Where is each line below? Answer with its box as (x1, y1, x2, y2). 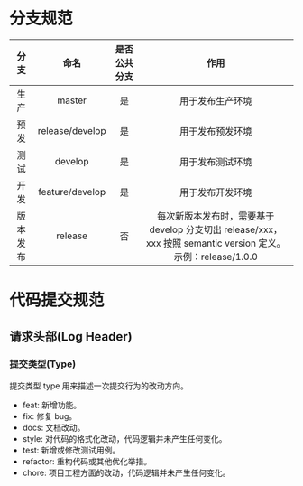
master (57, 94, 87, 107)
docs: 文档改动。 (22, 422, 86, 433)
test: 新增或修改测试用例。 (22, 444, 121, 455)
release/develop (37, 124, 106, 136)
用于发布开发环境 (179, 186, 252, 199)
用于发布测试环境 (179, 155, 252, 168)
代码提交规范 (9, 290, 106, 311)
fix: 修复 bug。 (22, 410, 78, 421)
